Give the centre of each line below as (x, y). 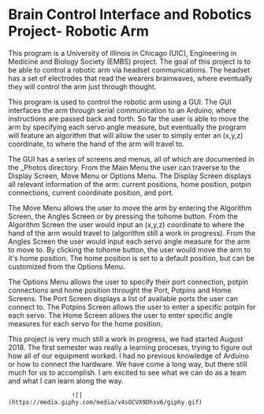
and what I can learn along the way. (66, 381)
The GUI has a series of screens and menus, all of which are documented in (131, 159)
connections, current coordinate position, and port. (91, 192)
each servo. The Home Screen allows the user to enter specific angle (121, 315)
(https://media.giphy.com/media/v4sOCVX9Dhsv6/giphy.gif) (105, 402)
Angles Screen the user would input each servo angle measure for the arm (129, 241)
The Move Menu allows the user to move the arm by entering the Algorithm (130, 207)
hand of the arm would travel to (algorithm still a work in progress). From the (132, 233)
